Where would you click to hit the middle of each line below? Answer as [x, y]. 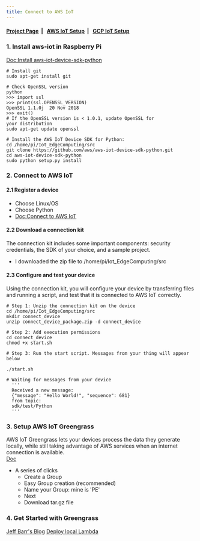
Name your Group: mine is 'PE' [62, 490]
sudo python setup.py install [44, 160]
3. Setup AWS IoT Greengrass [50, 427]
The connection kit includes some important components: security [89, 243]
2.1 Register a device [32, 190]
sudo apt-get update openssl [43, 129]
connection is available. [35, 452]
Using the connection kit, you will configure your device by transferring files [100, 289]
